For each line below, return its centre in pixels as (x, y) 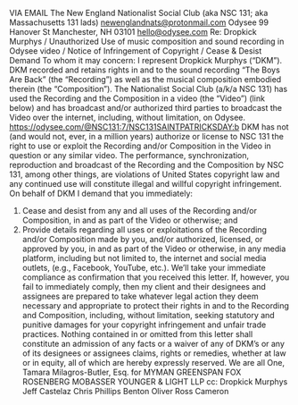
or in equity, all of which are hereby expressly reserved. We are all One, (153, 363)
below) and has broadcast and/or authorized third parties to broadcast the (146, 108)
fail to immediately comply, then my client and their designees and (144, 287)
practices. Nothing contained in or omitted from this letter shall (137, 334)
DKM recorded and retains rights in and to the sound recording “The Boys (145, 70)
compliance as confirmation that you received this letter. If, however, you (156, 277)
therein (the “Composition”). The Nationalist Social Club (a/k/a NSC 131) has (149, 89)
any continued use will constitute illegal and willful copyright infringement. (146, 184)
